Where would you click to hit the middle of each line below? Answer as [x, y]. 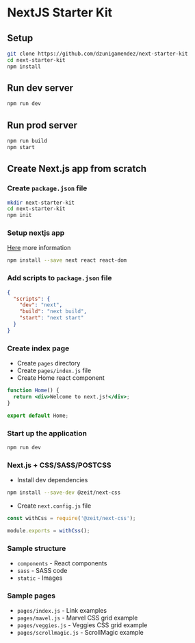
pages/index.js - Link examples [62, 611]
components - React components [62, 563]
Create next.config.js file [54, 506]
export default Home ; [38, 416]
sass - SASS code [42, 570]
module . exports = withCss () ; [49, 530]
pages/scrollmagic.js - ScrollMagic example [80, 633]
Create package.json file [47, 188]
